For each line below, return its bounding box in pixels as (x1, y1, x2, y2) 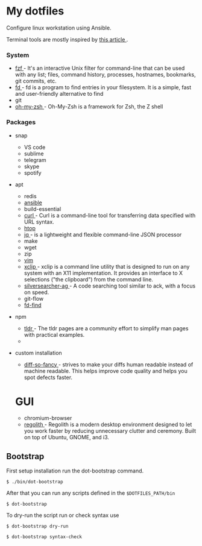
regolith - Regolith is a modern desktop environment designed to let (24, 421, 192, 428)
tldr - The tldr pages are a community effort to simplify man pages (24, 324, 189, 332)
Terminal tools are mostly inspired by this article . (6, 36, 128, 43)
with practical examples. (24, 331, 85, 338)
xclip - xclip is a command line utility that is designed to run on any (24, 263, 190, 270)
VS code (24, 143, 46, 151)
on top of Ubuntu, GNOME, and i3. (24, 434, 110, 441)
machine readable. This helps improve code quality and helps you (24, 367, 188, 374)
